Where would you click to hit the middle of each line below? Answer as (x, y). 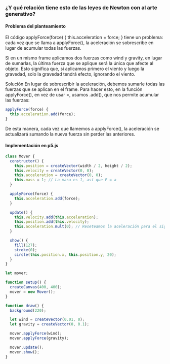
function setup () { (26, 283)
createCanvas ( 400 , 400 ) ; (36, 287)
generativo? (20, 14)
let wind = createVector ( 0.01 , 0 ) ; (47, 320)
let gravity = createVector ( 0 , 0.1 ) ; (50, 324)
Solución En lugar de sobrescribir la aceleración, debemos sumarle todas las (85, 84)
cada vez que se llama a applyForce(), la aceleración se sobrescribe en (79, 43)
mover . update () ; (27, 347)
